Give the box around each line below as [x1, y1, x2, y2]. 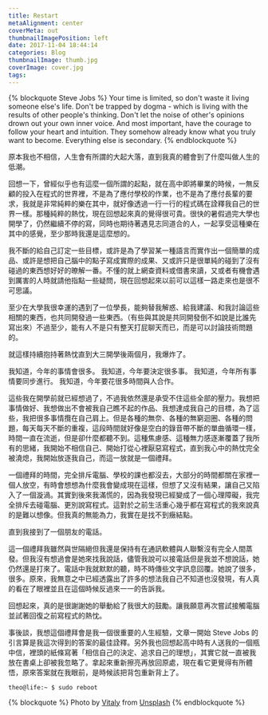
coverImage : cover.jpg [8, 64, 84, 72]
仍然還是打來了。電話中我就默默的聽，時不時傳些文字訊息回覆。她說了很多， [8, 563, 260, 573]
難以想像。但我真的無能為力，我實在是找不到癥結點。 [22, 510, 197, 519]
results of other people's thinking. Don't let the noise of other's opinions [8, 109, 245, 120]
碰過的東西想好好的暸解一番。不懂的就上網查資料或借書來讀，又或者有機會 [8, 265, 253, 275]
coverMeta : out [8, 26, 59, 34]
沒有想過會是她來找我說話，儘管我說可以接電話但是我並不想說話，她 [35, 554, 260, 563]
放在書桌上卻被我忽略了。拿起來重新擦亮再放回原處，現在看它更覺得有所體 [8, 658, 253, 667]
